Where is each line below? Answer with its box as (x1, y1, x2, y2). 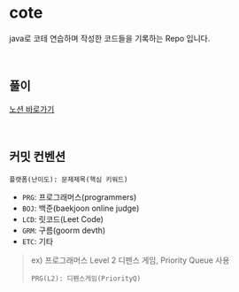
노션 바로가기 (9, 104, 55, 114)
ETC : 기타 (21, 235, 54, 246)
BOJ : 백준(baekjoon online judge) (21, 203, 140, 213)
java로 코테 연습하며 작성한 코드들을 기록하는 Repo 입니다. (9, 33, 211, 43)
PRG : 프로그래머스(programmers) (21, 191, 137, 202)
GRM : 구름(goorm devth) (21, 225, 106, 235)
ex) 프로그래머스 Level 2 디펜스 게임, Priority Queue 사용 (30, 255, 230, 265)
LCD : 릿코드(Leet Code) (21, 213, 104, 224)
